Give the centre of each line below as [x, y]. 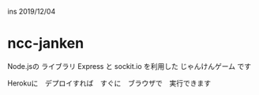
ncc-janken [46, 44]
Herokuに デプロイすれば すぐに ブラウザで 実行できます [109, 83]
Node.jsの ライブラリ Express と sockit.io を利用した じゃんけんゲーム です [129, 66]
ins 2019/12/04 [32, 11]
